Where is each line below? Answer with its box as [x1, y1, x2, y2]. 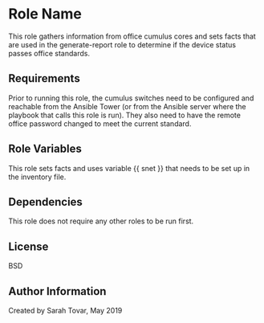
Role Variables [8, 142, 82, 156]
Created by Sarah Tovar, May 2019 [8, 306, 123, 315]
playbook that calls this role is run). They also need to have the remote [8, 110, 241, 120]
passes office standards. [8, 48, 91, 58]
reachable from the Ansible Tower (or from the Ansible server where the [8, 101, 246, 111]
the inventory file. [8, 172, 67, 182]
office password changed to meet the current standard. [8, 118, 192, 129]
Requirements [8, 72, 80, 85]
